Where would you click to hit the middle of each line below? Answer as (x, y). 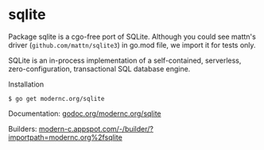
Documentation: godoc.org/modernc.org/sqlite (85, 113)
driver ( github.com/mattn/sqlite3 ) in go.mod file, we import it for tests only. (132, 44)
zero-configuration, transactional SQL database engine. (99, 68)
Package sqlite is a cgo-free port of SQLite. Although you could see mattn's (132, 37)
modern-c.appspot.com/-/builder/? (96, 129)
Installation (26, 84)
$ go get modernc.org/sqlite (56, 98)
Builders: (23, 129)
